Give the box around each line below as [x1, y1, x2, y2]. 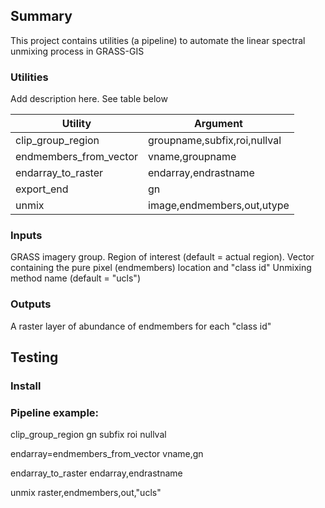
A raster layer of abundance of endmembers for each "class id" [10, 320, 272, 332]
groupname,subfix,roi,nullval [148, 134, 282, 148]
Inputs [10, 229, 43, 243]
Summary [10, 8, 73, 25]
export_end [15, 182, 69, 196]
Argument [193, 117, 243, 131]
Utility [61, 117, 92, 131]
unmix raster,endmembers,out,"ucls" [10, 487, 162, 499]
